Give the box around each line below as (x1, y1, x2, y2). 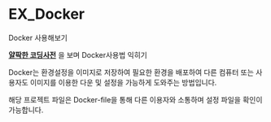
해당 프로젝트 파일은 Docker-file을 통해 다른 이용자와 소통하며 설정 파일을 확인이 (8, 94, 263, 104)
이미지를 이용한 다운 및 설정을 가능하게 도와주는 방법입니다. (29, 77, 217, 87)
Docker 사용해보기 (8, 33, 68, 42)
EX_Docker (8, 5, 85, 24)
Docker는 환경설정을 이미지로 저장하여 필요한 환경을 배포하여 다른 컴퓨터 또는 (8, 67, 255, 77)
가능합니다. (8, 105, 44, 115)
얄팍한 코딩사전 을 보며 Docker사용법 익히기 (8, 50, 148, 59)
